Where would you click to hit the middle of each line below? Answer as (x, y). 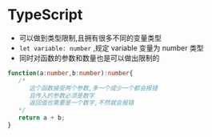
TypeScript (45, 15)
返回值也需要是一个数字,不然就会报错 (81, 103)
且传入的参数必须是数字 (62, 95)
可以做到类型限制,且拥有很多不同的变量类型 (90, 38)
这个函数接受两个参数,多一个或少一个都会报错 (93, 88)
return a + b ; (42, 118)
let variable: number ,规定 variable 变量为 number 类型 (111, 48)
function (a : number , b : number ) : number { (70, 73)
